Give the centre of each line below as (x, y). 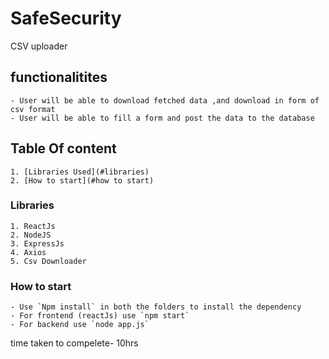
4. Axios (28, 252)
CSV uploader (39, 46)
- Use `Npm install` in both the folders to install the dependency (156, 307)
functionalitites (59, 77)
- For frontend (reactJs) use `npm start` (100, 316)
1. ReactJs (33, 226)
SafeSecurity (66, 18)
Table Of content (63, 148)
